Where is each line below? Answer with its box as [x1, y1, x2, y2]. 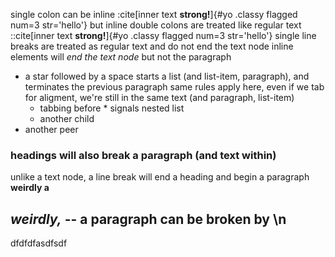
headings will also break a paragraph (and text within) [10, 148, 277, 162]
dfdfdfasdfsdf [10, 237, 68, 249]
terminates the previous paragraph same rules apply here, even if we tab [24, 81, 325, 93]
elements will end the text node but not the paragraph [10, 51, 232, 63]
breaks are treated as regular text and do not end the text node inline [10, 40, 294, 52]
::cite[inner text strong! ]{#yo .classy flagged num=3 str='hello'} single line [10, 30, 317, 41]
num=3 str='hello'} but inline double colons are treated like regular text [10, 19, 302, 31]
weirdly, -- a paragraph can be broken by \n [10, 210, 287, 228]
